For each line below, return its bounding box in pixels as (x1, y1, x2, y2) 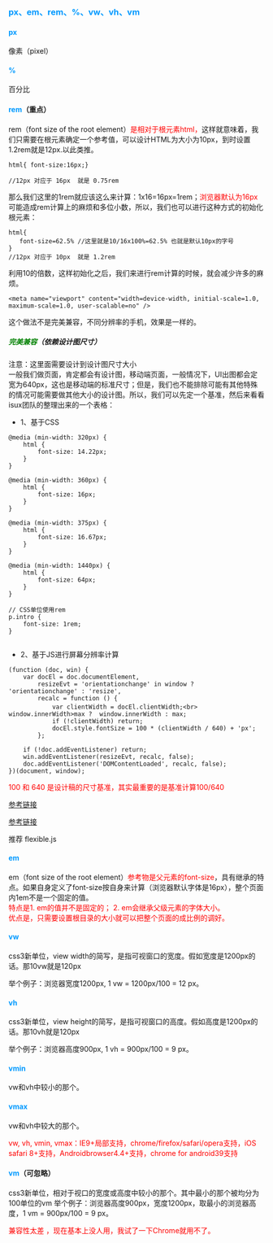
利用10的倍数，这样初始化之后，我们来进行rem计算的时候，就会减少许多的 (8, 268, 257, 277)
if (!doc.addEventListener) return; (23, 745, 148, 753)
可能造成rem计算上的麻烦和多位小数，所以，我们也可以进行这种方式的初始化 (8, 202, 264, 212)
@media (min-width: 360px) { (8, 476, 107, 484)
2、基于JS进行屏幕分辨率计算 (19, 649, 119, 659)
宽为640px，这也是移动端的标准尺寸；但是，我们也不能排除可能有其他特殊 (8, 379, 258, 389)
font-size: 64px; (37, 575, 96, 584)
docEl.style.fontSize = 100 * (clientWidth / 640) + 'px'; (51, 724, 256, 732)
